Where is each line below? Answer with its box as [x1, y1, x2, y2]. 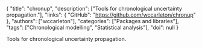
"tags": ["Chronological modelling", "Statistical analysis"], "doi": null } [6, 24, 179, 31]
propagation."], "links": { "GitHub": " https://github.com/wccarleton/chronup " [6, 11, 196, 18]
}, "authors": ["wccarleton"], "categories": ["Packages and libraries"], [6, 18, 179, 24]
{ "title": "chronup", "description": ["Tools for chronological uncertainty [6, 5, 183, 12]
